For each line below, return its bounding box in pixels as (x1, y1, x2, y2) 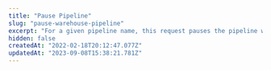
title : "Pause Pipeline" (8, 11, 92, 20)
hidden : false (8, 34, 56, 43)
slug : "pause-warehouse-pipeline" (8, 19, 125, 27)
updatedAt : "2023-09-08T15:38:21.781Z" (8, 49, 143, 57)
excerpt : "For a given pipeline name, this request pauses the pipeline (8, 27, 258, 35)
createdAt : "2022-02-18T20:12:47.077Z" (8, 42, 143, 50)
